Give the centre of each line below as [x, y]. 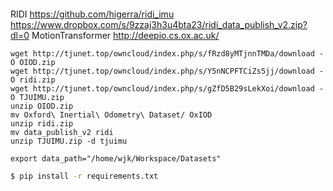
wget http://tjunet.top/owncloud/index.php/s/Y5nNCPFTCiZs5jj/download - [167, 71]
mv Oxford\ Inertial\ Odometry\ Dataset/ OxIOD [111, 115]
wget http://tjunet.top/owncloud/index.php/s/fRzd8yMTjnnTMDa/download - [167, 54]
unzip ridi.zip [42, 124]
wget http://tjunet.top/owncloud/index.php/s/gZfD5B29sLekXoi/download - [167, 89]
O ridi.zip [33, 80]
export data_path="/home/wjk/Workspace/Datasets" [116, 159]
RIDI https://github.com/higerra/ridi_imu [92, 14]
